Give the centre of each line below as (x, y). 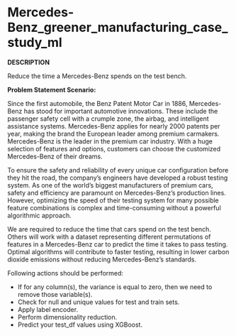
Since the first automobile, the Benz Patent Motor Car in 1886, (97, 103)
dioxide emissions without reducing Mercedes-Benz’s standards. (102, 259)
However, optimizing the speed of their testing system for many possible (113, 200)
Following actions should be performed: (66, 273)
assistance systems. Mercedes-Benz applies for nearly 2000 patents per (114, 126)
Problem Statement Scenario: (52, 90)
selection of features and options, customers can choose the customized (114, 148)
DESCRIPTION (29, 62)
